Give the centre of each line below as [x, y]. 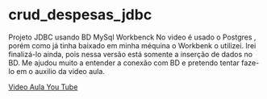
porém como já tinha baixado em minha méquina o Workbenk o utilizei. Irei [132, 45]
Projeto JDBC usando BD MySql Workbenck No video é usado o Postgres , [132, 37]
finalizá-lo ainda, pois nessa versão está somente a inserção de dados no [130, 54]
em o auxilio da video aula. [60, 71]
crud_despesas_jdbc [80, 15]
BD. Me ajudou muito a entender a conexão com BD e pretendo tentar [124, 63]
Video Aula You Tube [43, 87]
